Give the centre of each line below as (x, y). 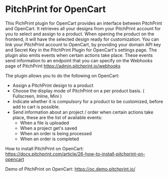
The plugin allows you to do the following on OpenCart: (62, 75)
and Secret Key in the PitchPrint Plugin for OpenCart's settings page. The (81, 50)
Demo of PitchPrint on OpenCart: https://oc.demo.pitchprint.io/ (70, 169)
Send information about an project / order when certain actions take (83, 112)
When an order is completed (50, 139)
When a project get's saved (49, 128)
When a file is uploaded (45, 123)
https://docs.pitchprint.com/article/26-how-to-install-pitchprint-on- (75, 154)
